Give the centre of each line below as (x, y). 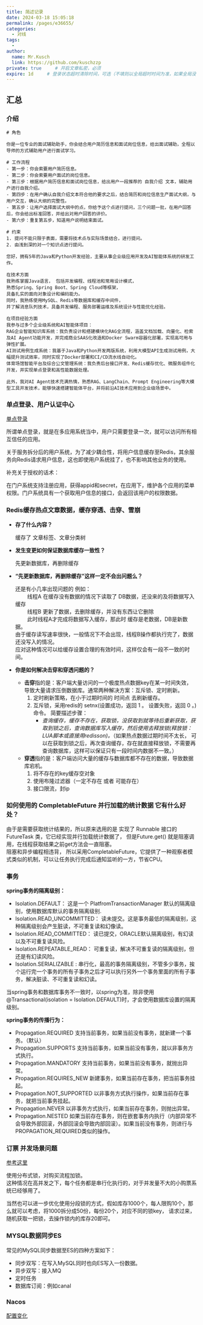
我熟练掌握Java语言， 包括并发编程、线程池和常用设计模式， (72, 281)
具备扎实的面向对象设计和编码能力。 (45, 294)
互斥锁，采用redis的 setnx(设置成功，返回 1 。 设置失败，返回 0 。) (115, 705)
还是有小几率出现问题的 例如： (53, 589)
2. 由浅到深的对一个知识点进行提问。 (46, 245)
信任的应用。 (27, 439)
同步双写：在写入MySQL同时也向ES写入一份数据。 (78, 1263)
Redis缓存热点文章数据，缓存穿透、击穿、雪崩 (73, 510)
